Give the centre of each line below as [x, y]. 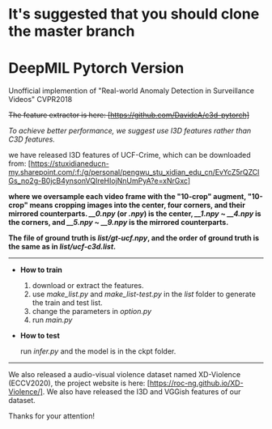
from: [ [19, 164]
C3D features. [32, 139]
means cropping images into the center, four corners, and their [137, 205]
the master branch [72, 31]
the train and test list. [67, 303]
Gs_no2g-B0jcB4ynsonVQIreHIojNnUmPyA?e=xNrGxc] [100, 181]
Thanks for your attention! [52, 416]
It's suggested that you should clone [134, 14]
